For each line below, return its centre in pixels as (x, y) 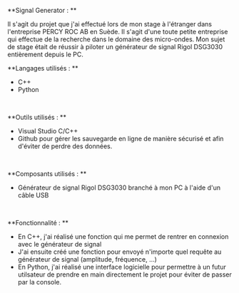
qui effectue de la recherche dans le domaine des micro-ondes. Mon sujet (116, 39)
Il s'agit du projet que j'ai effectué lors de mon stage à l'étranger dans (110, 24)
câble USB (33, 195)
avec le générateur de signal (60, 244)
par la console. (40, 282)
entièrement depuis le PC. (45, 54)
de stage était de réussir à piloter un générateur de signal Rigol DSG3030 (115, 47)
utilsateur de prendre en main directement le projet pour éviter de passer (124, 274)
